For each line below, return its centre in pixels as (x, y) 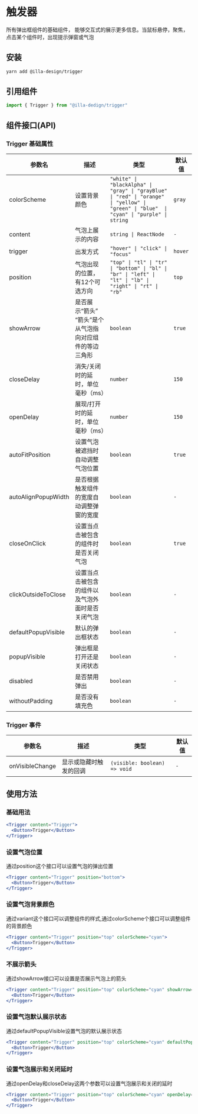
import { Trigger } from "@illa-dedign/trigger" (67, 105)
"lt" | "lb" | (130, 280)
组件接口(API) (31, 125)
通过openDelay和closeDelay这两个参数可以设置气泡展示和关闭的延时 (89, 1083)
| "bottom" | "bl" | (139, 268)
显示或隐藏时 (80, 762)
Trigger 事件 (24, 725)
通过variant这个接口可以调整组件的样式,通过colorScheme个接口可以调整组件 (98, 918)
